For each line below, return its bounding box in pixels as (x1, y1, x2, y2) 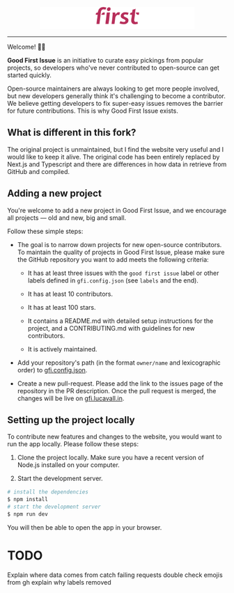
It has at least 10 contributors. (27, 290, 114, 298)
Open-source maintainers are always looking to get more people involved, (7, 84, 219, 93)
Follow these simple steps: (7, 227, 84, 235)
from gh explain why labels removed (7, 578, 111, 586)
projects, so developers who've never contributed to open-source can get (7, 63, 219, 72)
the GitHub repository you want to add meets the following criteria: (17, 255, 209, 264)
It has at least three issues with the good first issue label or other (27, 269, 219, 277)
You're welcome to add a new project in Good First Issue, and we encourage (7, 206, 227, 214)
